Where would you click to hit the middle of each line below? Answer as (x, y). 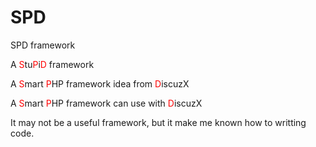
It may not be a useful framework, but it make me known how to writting (158, 122)
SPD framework (43, 45)
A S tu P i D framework (52, 64)
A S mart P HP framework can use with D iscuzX (106, 103)
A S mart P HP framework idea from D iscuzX (100, 83)
